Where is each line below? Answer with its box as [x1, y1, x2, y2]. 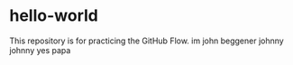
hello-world [9, 5, 99, 26]
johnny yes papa [9, 44, 71, 55]
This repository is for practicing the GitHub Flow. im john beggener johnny [9, 35, 284, 46]
